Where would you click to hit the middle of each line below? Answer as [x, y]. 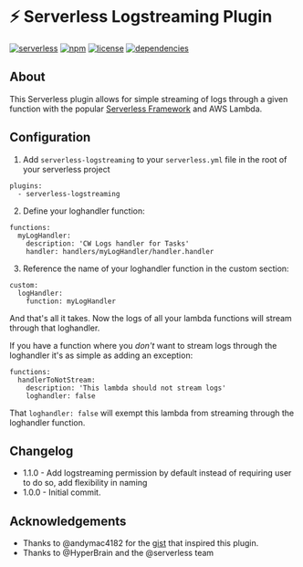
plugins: [26, 186]
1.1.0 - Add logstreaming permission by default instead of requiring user [157, 473]
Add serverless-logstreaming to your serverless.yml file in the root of [155, 159]
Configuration [50, 137]
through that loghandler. [55, 328]
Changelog [42, 451]
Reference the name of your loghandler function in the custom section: [156, 268]
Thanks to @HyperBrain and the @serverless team [118, 553]
